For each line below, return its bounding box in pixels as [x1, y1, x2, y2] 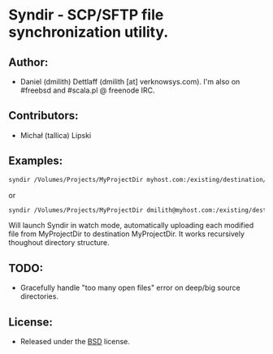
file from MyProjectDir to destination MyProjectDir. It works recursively [8, 229, 245, 239]
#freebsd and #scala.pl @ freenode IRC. [19, 85, 156, 95]
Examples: [8, 154, 63, 168]
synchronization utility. [8, 23, 169, 41]
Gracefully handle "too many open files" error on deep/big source [19, 283, 241, 293]
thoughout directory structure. [8, 238, 110, 248]
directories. [19, 291, 59, 301]
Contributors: [8, 109, 79, 123]
